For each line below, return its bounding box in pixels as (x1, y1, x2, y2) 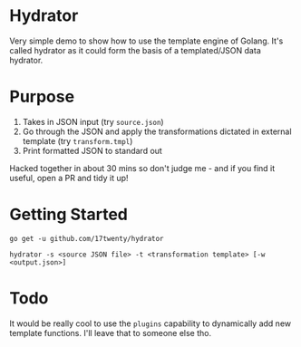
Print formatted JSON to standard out (22, 145, 163, 156)
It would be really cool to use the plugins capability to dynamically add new (9, 318, 292, 329)
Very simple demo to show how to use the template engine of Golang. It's (9, 35, 284, 46)
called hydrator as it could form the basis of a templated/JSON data (9, 44, 261, 55)
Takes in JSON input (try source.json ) (22, 116, 165, 127)
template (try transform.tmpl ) (22, 135, 133, 146)
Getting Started (9, 205, 129, 225)
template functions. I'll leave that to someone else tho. (9, 327, 211, 338)
